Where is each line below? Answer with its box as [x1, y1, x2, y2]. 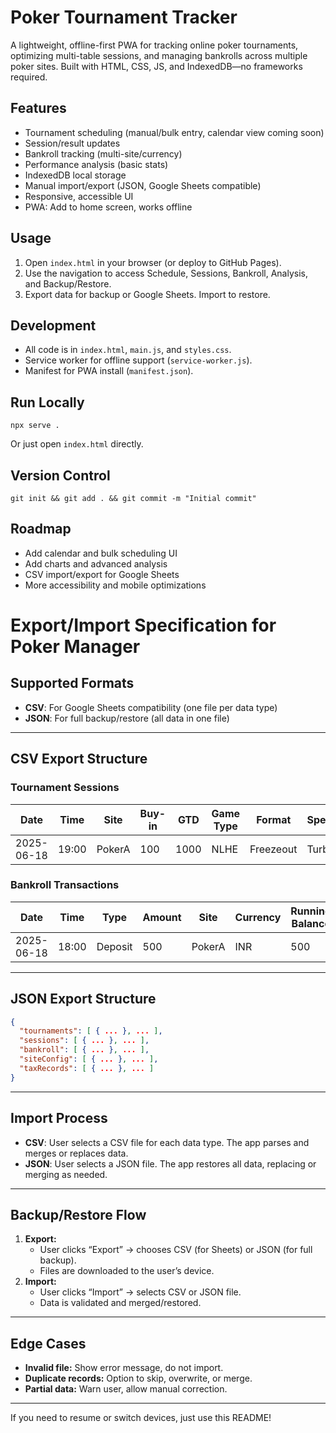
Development [10, 317, 97, 334]
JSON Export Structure [10, 991, 157, 1008]
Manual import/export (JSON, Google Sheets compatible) [24, 179, 262, 191]
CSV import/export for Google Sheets [24, 568, 180, 580]
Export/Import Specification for [10, 614, 277, 636]
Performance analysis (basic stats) [24, 158, 169, 170]
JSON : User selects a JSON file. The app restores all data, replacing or [24, 1157, 317, 1170]
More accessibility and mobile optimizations [24, 579, 207, 591]
